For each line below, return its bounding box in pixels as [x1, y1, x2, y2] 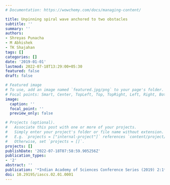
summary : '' [5, 26, 30, 31]
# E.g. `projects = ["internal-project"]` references [5, 134, 125, 139]
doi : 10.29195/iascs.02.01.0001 [5, 172, 73, 177]
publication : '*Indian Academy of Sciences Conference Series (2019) [5, 167, 155, 172]
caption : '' [10, 101, 35, 107]
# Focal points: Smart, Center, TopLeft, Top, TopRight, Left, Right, [5, 92, 157, 97]
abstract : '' [5, 163, 33, 168]
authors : [5, 31, 24, 36]
